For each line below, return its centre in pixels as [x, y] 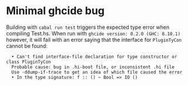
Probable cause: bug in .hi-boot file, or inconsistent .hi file [93, 67]
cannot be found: [27, 46]
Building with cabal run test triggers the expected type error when [88, 27]
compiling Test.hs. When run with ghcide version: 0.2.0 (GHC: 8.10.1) [93, 33]
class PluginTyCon [28, 62]
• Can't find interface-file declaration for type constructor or [94, 57]
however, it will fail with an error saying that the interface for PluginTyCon [94, 39]
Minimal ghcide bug [55, 11]
